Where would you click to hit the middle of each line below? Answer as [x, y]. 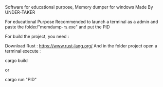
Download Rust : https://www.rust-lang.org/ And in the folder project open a [81, 46]
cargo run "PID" [21, 79]
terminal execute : [23, 51]
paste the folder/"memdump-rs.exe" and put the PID [57, 27]
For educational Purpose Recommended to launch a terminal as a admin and [81, 22]
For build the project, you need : [37, 36]
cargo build [17, 60]
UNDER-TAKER [20, 12]
